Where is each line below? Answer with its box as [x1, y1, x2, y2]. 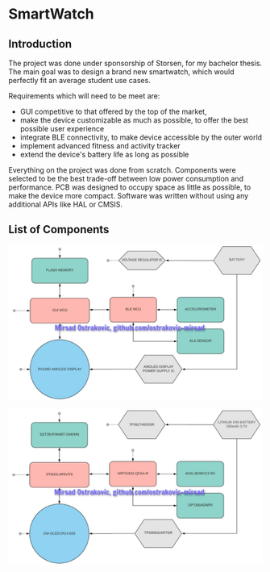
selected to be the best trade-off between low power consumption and [8, 174, 244, 183]
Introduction [8, 37, 73, 51]
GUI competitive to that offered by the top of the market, [19, 106, 207, 116]
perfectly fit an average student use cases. [8, 76, 151, 85]
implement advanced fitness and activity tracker [19, 141, 181, 150]
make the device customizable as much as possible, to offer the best [19, 115, 248, 125]
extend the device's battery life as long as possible [19, 150, 189, 159]
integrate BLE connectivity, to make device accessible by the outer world [19, 132, 263, 142]
